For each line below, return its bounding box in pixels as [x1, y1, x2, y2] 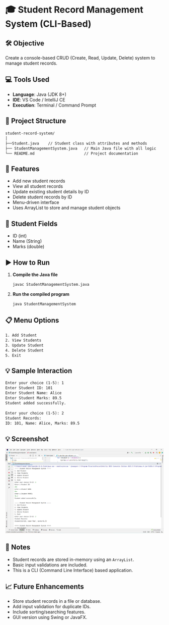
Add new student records [12, 178, 65, 184]
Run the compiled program [12, 291, 69, 297]
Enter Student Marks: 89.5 [5, 396, 62, 401]
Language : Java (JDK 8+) [12, 91, 67, 97]
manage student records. [5, 60, 58, 66]
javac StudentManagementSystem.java [12, 282, 90, 287]
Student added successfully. [5, 401, 66, 406]
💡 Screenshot [5, 435, 49, 443]
